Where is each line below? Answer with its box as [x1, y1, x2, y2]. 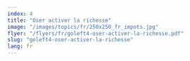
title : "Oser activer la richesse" [7, 17, 112, 24]
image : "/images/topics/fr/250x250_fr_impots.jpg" [7, 23, 159, 30]
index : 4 [7, 10, 33, 18]
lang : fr [7, 43, 33, 50]
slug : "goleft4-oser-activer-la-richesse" [7, 36, 134, 43]
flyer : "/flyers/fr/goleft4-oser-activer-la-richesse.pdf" [7, 29, 184, 37]
